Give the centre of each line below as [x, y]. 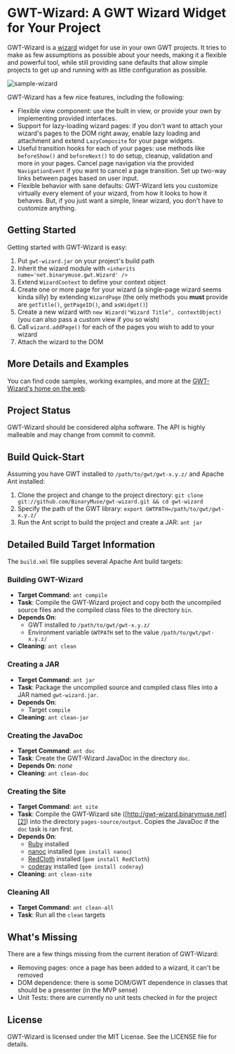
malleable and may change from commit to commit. [81, 435]
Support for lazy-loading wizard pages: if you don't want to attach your [120, 125]
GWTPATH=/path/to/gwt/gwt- [185, 509]
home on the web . [60, 388]
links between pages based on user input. [78, 178]
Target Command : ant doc [56, 751]
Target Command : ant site [58, 807]
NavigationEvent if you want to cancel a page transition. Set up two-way [122, 170]
